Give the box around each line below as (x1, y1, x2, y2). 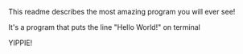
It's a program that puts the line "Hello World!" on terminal (8, 23, 201, 31)
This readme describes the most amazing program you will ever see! (8, 7, 236, 16)
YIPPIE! (8, 38, 33, 48)
